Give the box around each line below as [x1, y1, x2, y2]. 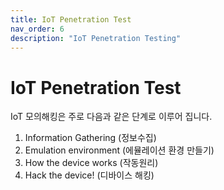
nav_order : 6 [10, 24, 65, 34]
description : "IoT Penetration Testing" [10, 33, 182, 43]
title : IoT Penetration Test [10, 14, 132, 25]
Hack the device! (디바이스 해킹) [24, 169, 155, 181]
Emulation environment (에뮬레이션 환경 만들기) [24, 144, 215, 156]
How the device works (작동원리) [24, 157, 159, 169]
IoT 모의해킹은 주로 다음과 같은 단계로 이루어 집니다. [10, 111, 213, 123]
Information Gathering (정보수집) [24, 132, 157, 144]
